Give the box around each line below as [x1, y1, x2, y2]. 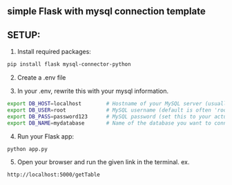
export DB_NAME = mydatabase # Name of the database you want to [7, 119, 212, 127]
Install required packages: [17, 48, 91, 56]
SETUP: [7, 29, 41, 41]
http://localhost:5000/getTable [7, 171, 100, 179]
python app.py [7, 146, 48, 152]
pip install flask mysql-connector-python [7, 61, 131, 68]
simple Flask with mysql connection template [7, 6, 206, 17]
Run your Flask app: [17, 132, 75, 141]
